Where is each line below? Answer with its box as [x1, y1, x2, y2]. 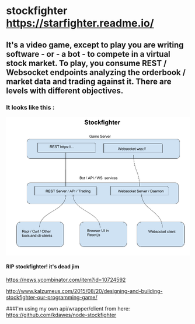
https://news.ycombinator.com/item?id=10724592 [6, 277, 126, 284]
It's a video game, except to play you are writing [6, 40, 184, 50]
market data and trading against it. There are [6, 76, 172, 86]
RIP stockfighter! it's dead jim [6, 263, 80, 270]
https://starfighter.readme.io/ [6, 16, 154, 30]
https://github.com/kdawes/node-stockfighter [6, 312, 117, 319]
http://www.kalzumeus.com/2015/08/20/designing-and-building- [6, 288, 163, 295]
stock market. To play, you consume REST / [6, 58, 167, 68]
